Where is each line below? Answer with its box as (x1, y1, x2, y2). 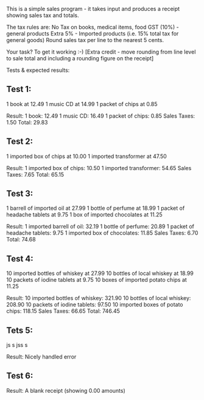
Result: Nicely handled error (6, 353, 77, 360)
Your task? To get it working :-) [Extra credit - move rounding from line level (6, 48, 196, 55)
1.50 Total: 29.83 (6, 118, 48, 126)
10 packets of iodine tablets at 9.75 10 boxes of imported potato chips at (6, 276, 187, 284)
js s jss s (6, 341, 28, 349)
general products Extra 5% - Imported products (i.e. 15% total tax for (6, 30, 179, 37)
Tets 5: (6, 325, 33, 335)
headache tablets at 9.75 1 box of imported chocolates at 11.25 (6, 211, 163, 218)
